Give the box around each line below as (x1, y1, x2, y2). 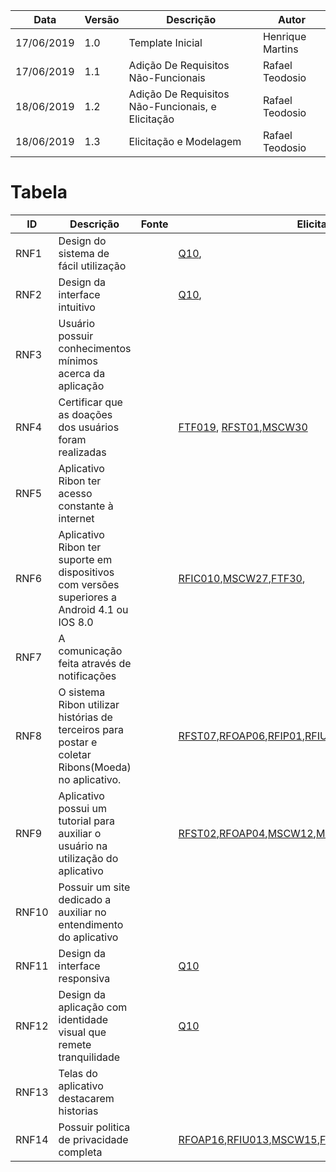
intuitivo (58, 300, 96, 314)
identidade (58, 1012, 109, 1026)
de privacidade (58, 1132, 129, 1146)
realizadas (58, 445, 107, 459)
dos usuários (58, 420, 120, 434)
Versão (84, 13, 120, 26)
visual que (58, 1025, 107, 1039)
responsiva (58, 971, 111, 985)
